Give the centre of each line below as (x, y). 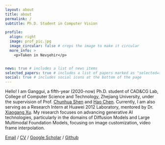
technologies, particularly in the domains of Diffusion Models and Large (77, 117)
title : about (18, 14)
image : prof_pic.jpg (30, 42)
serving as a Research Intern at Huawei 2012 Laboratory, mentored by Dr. (79, 107)
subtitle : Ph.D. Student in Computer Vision (51, 23)
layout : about (20, 10)
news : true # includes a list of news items (51, 68)
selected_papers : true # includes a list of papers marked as (70, 73)
